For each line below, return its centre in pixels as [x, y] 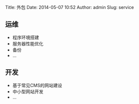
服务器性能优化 [28, 43]
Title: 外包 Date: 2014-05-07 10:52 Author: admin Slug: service [69, 7]
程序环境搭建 [25, 37]
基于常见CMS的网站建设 [37, 85]
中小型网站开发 [28, 92]
